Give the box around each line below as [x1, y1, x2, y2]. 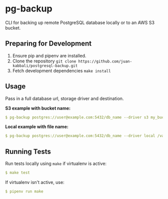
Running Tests [5, 147, 51, 155]
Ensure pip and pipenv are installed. [12, 52, 86, 58]
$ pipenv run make [5, 189, 43, 194]
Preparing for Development [5, 39, 92, 48]
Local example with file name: [5, 123, 68, 130]
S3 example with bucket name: [5, 105, 71, 111]
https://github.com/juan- [78, 58, 132, 64]
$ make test [5, 170, 30, 175]
